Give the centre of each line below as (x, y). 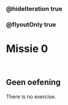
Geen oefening (33, 82)
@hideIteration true (34, 9)
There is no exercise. (31, 96)
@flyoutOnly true (31, 24)
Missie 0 (27, 49)
